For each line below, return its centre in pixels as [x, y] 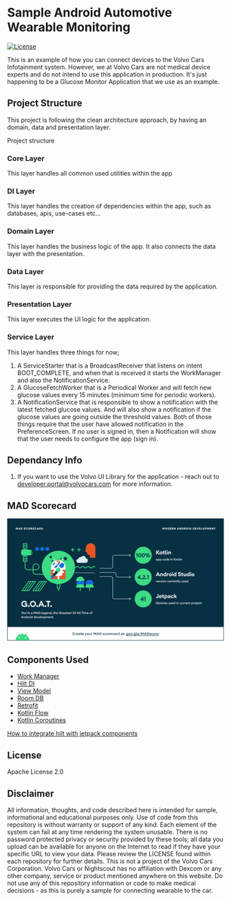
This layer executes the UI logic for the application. [79, 319]
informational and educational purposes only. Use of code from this [103, 818]
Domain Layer [31, 231]
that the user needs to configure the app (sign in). [87, 438]
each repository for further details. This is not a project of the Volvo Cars [110, 861]
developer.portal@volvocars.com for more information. [95, 484]
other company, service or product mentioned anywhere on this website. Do [115, 876]
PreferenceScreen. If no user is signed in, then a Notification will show [117, 431]
